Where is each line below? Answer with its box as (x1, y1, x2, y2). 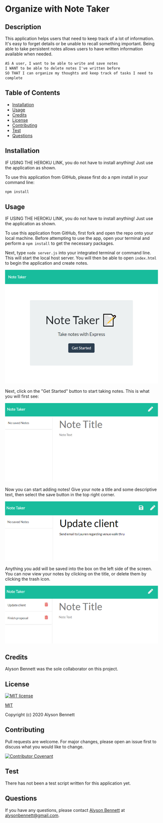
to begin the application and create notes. (5, 260, 89, 266)
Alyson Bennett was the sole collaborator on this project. (5, 666, 118, 672)
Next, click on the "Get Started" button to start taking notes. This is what (5, 388, 150, 394)
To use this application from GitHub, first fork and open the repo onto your (5, 230, 154, 236)
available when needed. (5, 51, 53, 57)
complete (5, 76, 23, 81)
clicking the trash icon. (5, 576, 51, 582)
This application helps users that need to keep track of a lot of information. (5, 35, 154, 41)
